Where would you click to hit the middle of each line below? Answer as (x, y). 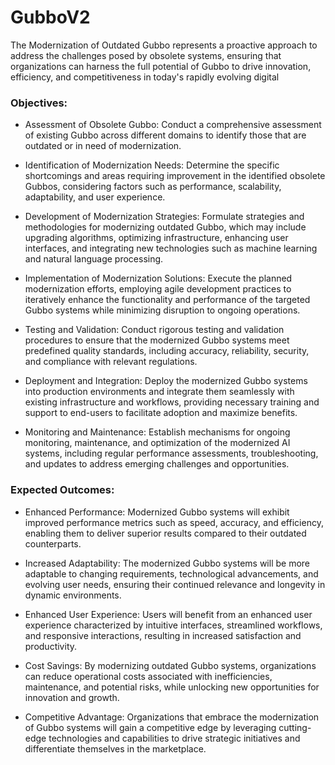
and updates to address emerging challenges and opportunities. (157, 464)
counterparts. (53, 543)
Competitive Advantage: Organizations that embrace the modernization (172, 717)
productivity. (51, 646)
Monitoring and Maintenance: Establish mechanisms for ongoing (157, 432)
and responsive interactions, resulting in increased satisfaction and (163, 635)
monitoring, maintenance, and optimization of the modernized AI (157, 443)
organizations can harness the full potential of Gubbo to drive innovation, (161, 66)
